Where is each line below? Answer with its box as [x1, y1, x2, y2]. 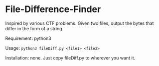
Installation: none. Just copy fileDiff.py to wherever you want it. [5, 54, 135, 61]
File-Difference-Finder [5, 4, 101, 15]
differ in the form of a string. [5, 25, 64, 31]
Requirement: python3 [5, 35, 52, 41]
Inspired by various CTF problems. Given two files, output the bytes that [5, 20, 154, 26]
